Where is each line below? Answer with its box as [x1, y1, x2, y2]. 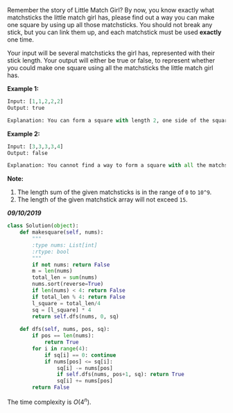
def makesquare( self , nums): [19, 229, 104, 236]
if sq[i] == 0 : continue [44, 351, 116, 359]
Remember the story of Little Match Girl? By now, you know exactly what [7, 6, 215, 14]
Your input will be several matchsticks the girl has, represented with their [7, 49, 215, 57]
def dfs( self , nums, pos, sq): [19, 326, 110, 333]
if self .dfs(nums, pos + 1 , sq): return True [56, 371, 185, 378]
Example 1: [7, 85, 40, 92]
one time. [7, 35, 35, 44]
